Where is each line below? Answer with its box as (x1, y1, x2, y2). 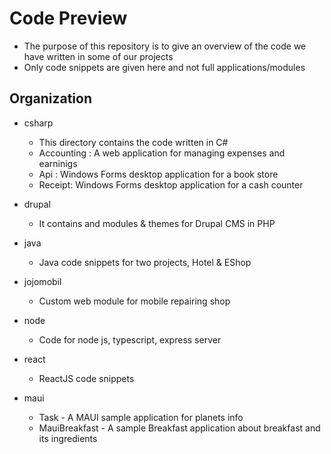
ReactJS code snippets (38, 372, 135, 384)
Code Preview (9, 7, 128, 30)
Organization (9, 90, 92, 107)
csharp (23, 117, 54, 129)
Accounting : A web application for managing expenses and (38, 147, 286, 159)
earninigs (38, 157, 78, 169)
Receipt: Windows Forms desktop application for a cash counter (38, 178, 304, 191)
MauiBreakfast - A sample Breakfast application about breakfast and (38, 422, 321, 434)
